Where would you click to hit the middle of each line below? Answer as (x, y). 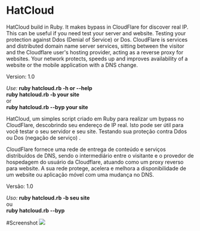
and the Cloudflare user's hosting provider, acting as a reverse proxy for (95, 52)
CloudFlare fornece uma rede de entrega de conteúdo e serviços (86, 149)
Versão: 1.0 (20, 186)
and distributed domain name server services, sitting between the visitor (95, 46)
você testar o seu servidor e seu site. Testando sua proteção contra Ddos (96, 131)
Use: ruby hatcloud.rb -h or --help (49, 88)
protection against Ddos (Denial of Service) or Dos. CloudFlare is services (97, 39)
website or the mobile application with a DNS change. (72, 65)
